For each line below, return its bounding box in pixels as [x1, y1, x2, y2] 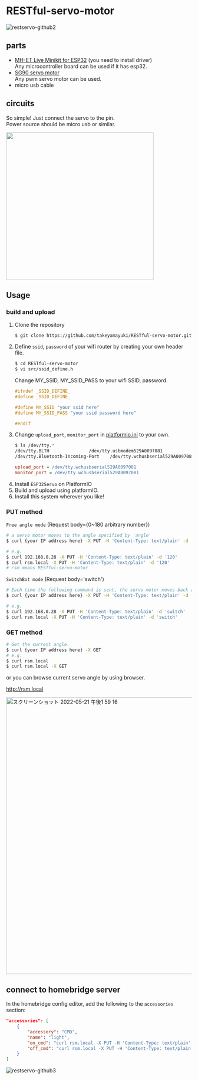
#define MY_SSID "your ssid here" [14, 404, 100, 411]
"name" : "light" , [27, 1034, 70, 1040]
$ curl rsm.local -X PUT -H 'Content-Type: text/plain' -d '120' [6, 559, 170, 566]
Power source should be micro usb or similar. [6, 120, 116, 127]
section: [6, 1007, 26, 1014]
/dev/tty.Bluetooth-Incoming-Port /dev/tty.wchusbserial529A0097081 [14, 454, 194, 459]
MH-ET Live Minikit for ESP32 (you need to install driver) [14, 56, 152, 63]
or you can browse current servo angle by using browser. [6, 674, 146, 681]
